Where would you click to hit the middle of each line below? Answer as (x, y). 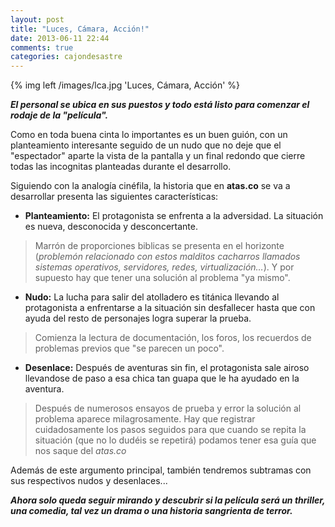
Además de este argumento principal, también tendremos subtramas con (161, 470)
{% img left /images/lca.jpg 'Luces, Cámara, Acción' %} (125, 85)
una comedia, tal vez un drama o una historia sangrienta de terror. (151, 511)
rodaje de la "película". (59, 115)
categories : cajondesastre (66, 57)
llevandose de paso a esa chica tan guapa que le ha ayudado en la (162, 378)
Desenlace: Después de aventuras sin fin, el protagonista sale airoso (167, 368)
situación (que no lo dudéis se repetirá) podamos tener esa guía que (175, 440)
